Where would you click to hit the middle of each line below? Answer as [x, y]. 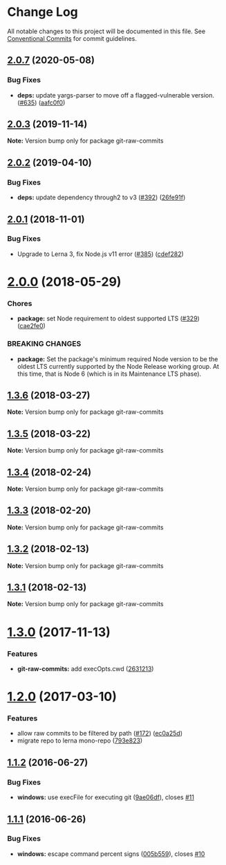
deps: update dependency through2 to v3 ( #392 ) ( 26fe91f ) [101, 197]
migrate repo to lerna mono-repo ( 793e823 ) [80, 740]
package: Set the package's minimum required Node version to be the [117, 359]
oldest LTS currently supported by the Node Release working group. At [118, 366]
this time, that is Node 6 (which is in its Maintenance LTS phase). [109, 374]
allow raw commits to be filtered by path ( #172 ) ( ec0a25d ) [100, 734]
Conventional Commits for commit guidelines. [72, 38]
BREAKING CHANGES [44, 344]
